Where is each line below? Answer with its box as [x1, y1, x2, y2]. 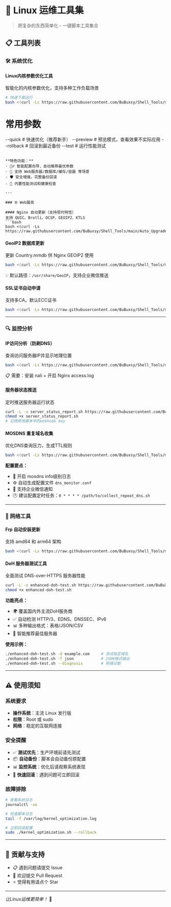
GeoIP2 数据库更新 [5, 240, 45, 246]
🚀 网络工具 [5, 513, 32, 520]
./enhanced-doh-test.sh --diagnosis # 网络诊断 [5, 661, 121, 666]
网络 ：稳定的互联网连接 [12, 723, 62, 729]
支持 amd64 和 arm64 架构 [5, 538, 62, 545]
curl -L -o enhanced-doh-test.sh [5, 583, 76, 588]
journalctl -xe [5, 802, 38, 807]
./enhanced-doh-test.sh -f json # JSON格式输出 [5, 656, 130, 662]
